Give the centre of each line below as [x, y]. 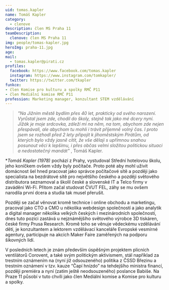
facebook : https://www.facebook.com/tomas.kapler [63, 71]
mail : [11, 57]
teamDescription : [23, 33]
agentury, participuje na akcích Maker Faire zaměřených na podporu [76, 235]
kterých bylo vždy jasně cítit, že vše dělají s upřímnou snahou [82, 140]
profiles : [16, 66]
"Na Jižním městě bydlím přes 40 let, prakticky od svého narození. [87, 113]
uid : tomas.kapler [24, 10]
